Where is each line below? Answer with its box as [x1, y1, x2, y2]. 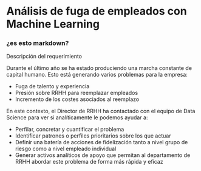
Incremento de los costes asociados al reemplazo [15, 96, 140, 103]
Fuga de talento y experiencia [15, 83, 90, 90]
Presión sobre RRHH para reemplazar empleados [15, 89, 138, 97]
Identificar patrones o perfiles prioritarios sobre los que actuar [15, 132, 171, 139]
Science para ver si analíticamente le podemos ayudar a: [6, 114, 148, 121]
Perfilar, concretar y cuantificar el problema [15, 126, 124, 133]
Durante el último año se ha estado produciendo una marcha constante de [6, 65, 192, 72]
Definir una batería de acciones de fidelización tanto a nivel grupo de [15, 139, 188, 146]
